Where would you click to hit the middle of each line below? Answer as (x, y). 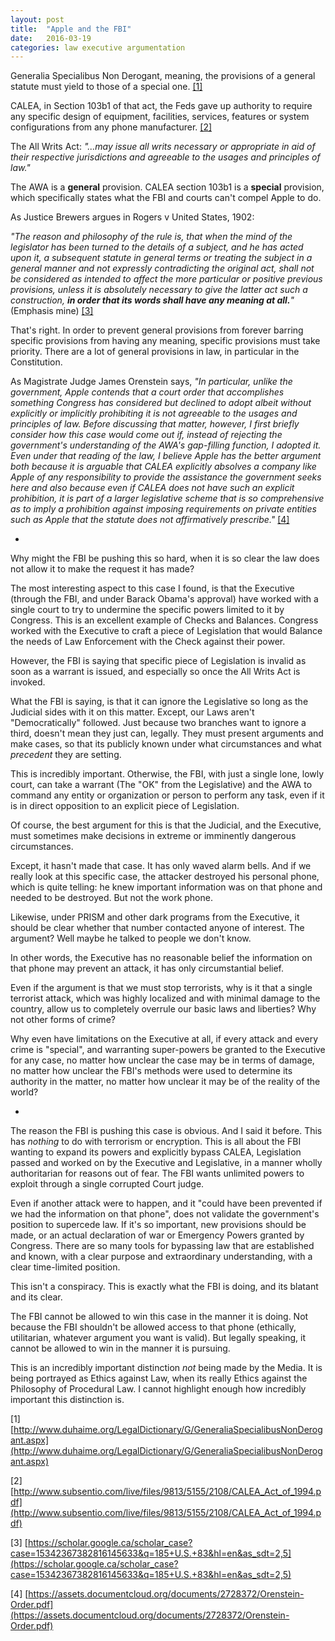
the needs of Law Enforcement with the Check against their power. (148, 642)
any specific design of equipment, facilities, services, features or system (160, 117)
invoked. (28, 682)
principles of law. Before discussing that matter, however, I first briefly (155, 424)
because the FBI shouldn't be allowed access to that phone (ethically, (153, 1327)
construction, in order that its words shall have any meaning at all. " (152, 300)
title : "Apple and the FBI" (71, 29)
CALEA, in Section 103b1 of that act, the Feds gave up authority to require (161, 106)
